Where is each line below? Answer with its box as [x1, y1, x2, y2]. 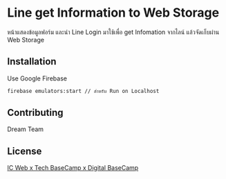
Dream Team [7, 125, 44, 133]
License [7, 145, 42, 157]
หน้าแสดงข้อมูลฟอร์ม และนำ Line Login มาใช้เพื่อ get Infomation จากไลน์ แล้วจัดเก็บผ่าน [7, 28, 220, 36]
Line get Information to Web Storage [7, 5, 220, 21]
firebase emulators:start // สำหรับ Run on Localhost [7, 87, 160, 94]
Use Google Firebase [7, 74, 68, 83]
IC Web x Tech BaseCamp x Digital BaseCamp [7, 164, 139, 172]
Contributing [7, 107, 64, 119]
